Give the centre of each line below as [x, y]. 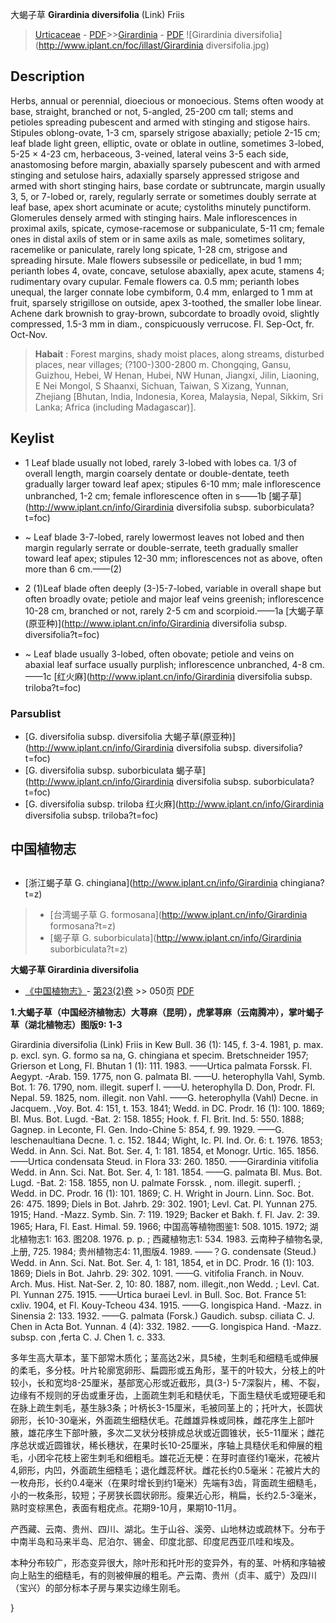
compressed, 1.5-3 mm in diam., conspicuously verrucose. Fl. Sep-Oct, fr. [162, 324]
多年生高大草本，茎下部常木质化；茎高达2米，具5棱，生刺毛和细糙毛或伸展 [164, 1357]
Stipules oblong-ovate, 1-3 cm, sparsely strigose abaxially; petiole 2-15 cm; [165, 132]
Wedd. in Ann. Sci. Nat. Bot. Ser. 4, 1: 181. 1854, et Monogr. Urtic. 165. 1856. [164, 1150]
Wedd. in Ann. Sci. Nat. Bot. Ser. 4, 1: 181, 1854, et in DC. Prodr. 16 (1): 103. [162, 1262]
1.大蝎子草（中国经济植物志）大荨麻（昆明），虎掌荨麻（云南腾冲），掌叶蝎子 [167, 1012]
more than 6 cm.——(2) [73, 569]
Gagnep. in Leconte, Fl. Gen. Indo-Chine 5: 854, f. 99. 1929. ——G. [147, 1129]
